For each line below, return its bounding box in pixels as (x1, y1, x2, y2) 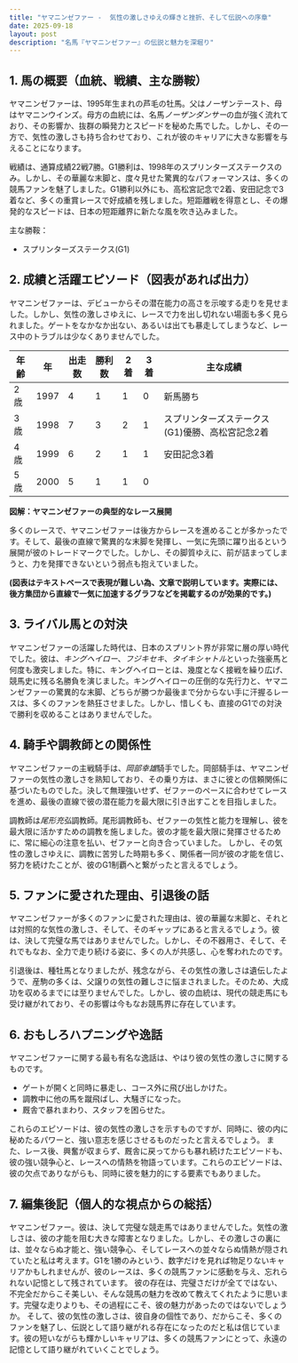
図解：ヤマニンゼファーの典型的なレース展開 (9, 506, 173, 517)
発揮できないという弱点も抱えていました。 (47, 557, 203, 569)
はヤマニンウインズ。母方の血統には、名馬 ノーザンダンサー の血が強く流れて (9, 109, 289, 120)
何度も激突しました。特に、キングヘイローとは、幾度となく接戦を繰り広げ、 (9, 664, 288, 675)
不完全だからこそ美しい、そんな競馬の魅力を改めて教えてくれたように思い (9, 1288, 281, 1299)
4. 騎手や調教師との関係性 (9, 737, 152, 752)
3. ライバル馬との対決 (9, 617, 128, 632)
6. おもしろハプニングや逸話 (9, 1027, 163, 1042)
